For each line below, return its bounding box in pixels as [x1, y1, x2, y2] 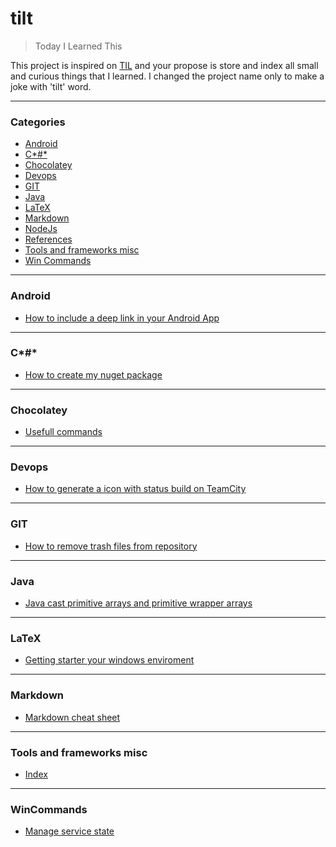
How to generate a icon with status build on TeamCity [24, 483, 247, 495]
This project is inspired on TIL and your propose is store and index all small [10, 59, 319, 71]
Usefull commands [24, 426, 103, 438]
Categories [10, 115, 66, 129]
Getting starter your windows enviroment [24, 654, 195, 666]
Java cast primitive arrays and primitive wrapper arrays [24, 597, 253, 609]
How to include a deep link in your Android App [24, 312, 220, 324]
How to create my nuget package [24, 368, 163, 381]
